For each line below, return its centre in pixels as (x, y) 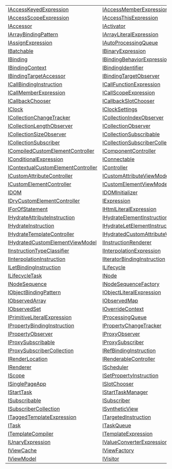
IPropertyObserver (30, 334)
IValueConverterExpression (135, 442)
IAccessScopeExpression (39, 18)
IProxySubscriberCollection (41, 350)
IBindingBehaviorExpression (136, 59)
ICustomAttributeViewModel (136, 176)
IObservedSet (25, 309)
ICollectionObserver (126, 126)
